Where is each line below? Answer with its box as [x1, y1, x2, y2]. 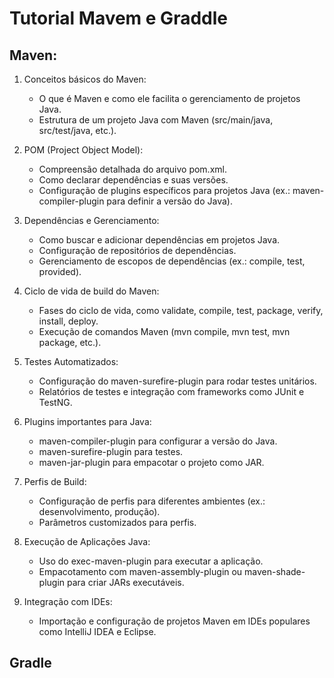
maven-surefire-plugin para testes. [38, 446, 184, 457]
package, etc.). [38, 337, 102, 348]
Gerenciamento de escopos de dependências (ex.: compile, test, [38, 255, 306, 267]
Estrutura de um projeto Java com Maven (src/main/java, [38, 114, 274, 126]
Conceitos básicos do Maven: [23, 73, 147, 85]
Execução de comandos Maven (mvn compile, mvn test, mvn [38, 326, 291, 337]
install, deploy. [38, 315, 99, 327]
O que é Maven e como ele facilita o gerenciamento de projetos [38, 93, 301, 104]
